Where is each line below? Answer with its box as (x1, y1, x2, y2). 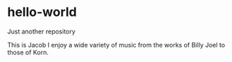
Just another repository (7, 27, 76, 36)
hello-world (7, 4, 78, 20)
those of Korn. (7, 48, 49, 56)
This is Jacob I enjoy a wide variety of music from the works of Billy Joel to (7, 40, 226, 49)
